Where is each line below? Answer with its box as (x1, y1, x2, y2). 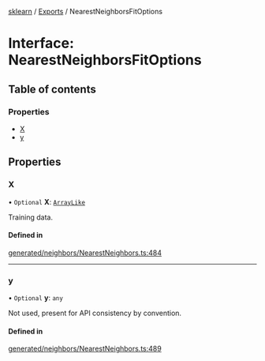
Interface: (8, 35, 75, 52)
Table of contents (8, 82, 96, 96)
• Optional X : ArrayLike (8, 197, 85, 206)
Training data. (8, 212, 54, 222)
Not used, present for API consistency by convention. (8, 308, 182, 318)
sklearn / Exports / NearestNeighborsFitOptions (8, 7, 163, 16)
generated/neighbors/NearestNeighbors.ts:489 (8, 344, 162, 354)
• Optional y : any (8, 293, 63, 303)
